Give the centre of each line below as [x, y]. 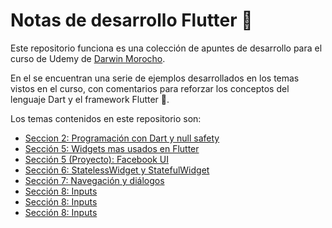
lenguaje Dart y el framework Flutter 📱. [90, 99]
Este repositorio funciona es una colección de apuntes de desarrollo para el [166, 48]
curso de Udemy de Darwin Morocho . [88, 58]
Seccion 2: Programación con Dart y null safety [122, 138]
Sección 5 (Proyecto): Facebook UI [96, 159]
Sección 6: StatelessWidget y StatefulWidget [117, 170]
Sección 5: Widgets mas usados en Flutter [112, 148]
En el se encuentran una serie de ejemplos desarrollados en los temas [155, 78]
